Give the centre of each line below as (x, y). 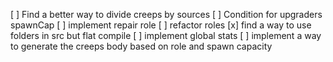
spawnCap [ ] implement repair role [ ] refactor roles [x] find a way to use (161, 25)
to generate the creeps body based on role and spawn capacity (141, 46)
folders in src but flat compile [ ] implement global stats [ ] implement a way (166, 35)
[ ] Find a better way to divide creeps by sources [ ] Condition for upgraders (166, 14)
